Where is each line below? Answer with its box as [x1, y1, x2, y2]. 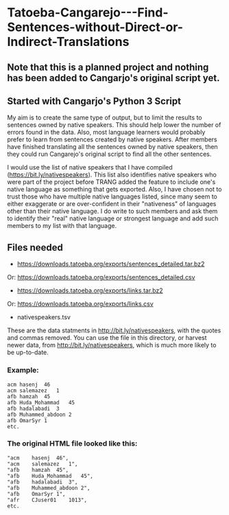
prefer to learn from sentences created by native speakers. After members [7, 135, 217, 144]
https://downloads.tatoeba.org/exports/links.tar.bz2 [16, 286, 163, 295]
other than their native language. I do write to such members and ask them [7, 207, 218, 216]
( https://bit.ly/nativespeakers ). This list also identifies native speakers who [7, 170, 217, 179]
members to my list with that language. [7, 222, 117, 230]
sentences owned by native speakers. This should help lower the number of [7, 121, 221, 129]
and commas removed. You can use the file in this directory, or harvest [7, 334, 207, 342]
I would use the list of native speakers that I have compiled [7, 163, 173, 172]
